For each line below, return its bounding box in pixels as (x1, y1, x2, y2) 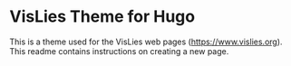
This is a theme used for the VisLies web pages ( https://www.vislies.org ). (9, 36, 283, 47)
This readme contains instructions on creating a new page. (9, 45, 229, 56)
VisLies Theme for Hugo (9, 6, 196, 27)
